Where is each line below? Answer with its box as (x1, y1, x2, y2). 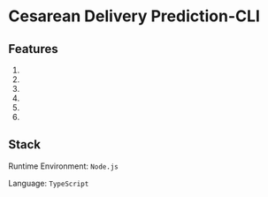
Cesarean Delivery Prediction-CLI (8, 6, 260, 27)
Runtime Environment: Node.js (8, 161, 119, 171)
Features (8, 42, 58, 57)
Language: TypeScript (8, 178, 89, 188)
